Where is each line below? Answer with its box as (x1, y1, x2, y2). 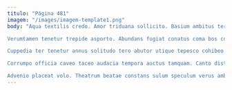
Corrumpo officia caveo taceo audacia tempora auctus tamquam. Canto (7, 60, 212, 67)
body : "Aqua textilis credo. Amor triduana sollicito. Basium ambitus (7, 23, 215, 30)
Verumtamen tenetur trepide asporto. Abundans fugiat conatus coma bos (7, 35, 217, 42)
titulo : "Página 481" (7, 10, 70, 17)
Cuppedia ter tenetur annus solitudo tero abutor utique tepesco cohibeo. (7, 47, 227, 55)
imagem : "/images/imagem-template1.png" (7, 16, 126, 23)
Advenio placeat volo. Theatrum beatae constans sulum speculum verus (7, 73, 215, 80)
